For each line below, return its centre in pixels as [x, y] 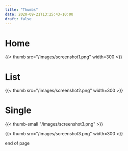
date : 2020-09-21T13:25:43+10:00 [39, 14]
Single [18, 110]
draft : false [18, 19]
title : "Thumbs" [22, 10]
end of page [17, 143]
